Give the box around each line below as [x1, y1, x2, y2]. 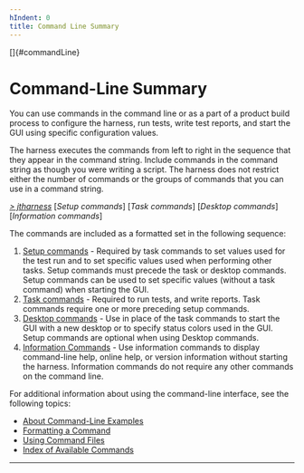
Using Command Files [22, 435, 106, 446]
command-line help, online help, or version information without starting [22, 352, 288, 362]
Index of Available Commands [22, 445, 134, 456]
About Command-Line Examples [22, 416, 144, 427]
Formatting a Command [22, 425, 111, 436]
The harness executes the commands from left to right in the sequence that [9, 145, 291, 156]
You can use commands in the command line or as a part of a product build [9, 108, 290, 119]
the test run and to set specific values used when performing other [22, 256, 272, 266]
